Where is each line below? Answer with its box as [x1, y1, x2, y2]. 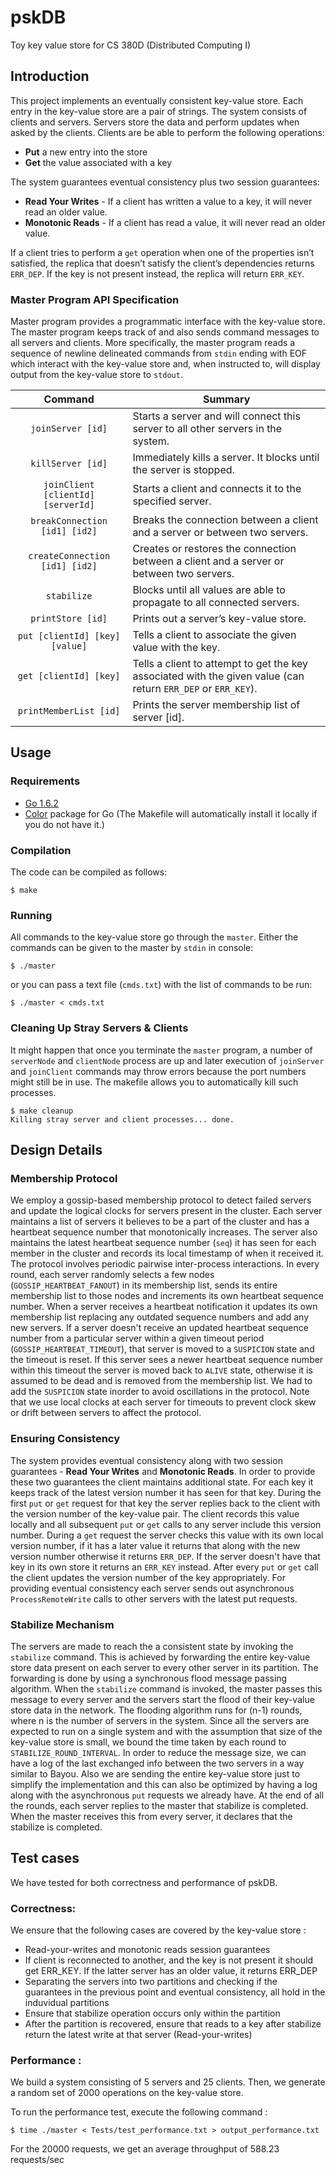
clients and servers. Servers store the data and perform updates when [10, 116, 300, 128]
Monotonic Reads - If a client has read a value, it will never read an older [24, 216, 326, 228]
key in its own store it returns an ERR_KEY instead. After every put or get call [10, 1561, 319, 1573]
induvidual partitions [24, 1997, 110, 2009]
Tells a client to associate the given [132, 628, 297, 642]
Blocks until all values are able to [132, 583, 286, 597]
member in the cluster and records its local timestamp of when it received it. [10, 1247, 325, 1260]
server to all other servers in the [132, 422, 283, 436]
